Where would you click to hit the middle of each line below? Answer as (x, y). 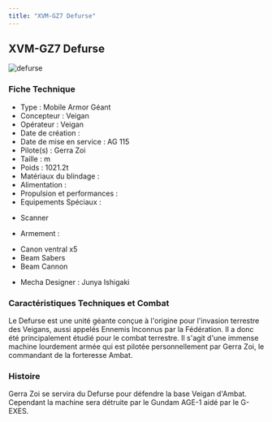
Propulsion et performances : (69, 193)
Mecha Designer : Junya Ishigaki (75, 282)
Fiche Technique (42, 89)
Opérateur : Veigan (52, 124)
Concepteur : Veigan (54, 115)
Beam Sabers (43, 257)
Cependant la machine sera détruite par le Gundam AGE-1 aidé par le (124, 403)
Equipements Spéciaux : (60, 202)
